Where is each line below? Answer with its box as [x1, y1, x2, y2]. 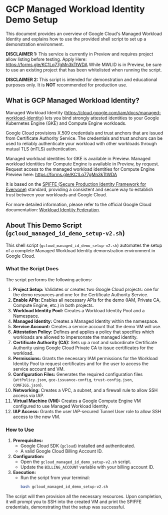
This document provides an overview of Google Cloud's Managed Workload [5, 30, 162, 36]
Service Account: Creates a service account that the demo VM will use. [12, 323, 161, 329]
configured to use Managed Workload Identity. [12, 403, 109, 409]
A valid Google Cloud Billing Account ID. [20, 448, 103, 454]
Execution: [12, 470, 36, 476]
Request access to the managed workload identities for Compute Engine [5, 166, 155, 172]
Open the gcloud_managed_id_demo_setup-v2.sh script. [20, 459, 131, 465]
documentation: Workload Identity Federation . [5, 206, 100, 213]
